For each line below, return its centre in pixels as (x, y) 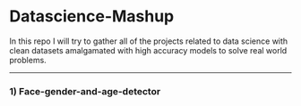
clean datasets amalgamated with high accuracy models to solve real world (148, 50)
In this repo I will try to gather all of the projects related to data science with (149, 41)
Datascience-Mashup (92, 16)
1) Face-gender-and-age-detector (85, 91)
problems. (28, 60)
